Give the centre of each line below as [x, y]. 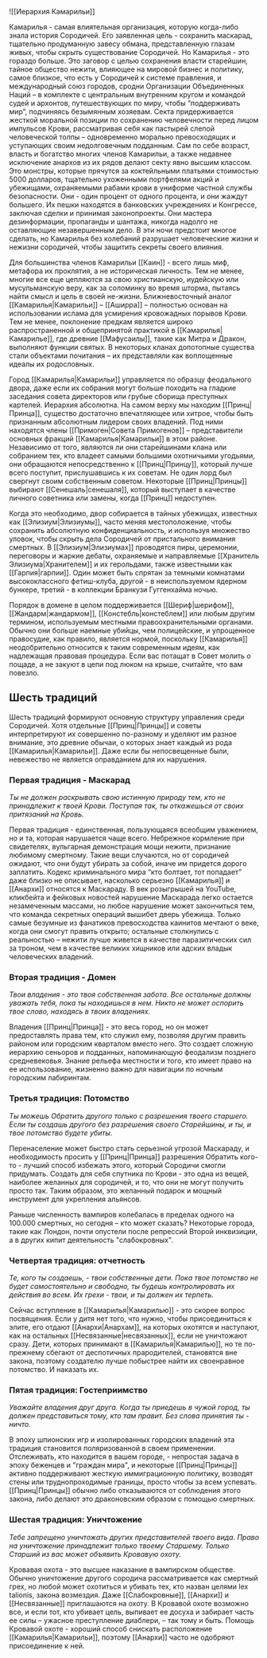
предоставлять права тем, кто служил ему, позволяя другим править [128, 1036]
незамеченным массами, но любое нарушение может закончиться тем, [132, 906]
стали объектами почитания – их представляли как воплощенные [121, 355]
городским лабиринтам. [50, 1078]
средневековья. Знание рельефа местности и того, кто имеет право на [131, 1061]
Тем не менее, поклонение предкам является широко [101, 321]
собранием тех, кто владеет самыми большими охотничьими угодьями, [132, 456]
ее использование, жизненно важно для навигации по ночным [116, 1069]
